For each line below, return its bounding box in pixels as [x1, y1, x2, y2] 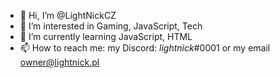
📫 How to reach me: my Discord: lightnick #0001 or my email [19, 42, 271, 54]
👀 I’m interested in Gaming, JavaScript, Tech [19, 20, 203, 32]
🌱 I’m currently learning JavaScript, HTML [19, 31, 193, 42]
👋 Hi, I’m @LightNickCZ [19, 10, 117, 21]
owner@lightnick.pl [19, 56, 100, 68]
